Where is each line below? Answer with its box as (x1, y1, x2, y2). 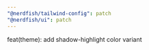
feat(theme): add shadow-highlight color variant (7, 35, 142, 43)
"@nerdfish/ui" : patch (7, 16, 72, 23)
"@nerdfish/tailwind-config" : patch (7, 10, 111, 17)
